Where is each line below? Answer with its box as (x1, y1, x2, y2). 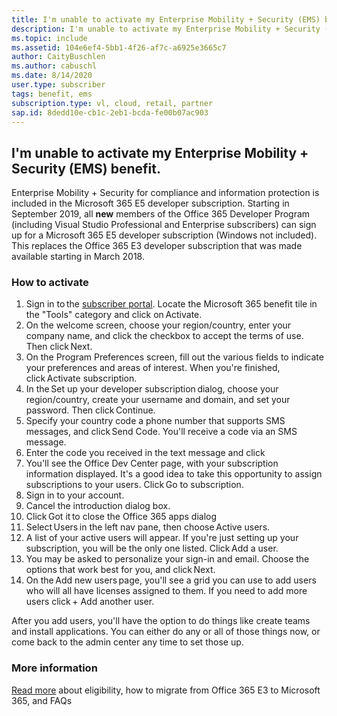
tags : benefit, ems (11, 89, 93, 99)
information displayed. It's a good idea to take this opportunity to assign (25, 468, 323, 480)
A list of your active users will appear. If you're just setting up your (25, 532, 299, 544)
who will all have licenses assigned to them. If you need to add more (25, 585, 308, 597)
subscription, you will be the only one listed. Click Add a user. (25, 542, 279, 555)
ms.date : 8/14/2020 (11, 71, 93, 81)
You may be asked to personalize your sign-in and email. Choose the (25, 553, 310, 565)
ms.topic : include (11, 33, 88, 43)
